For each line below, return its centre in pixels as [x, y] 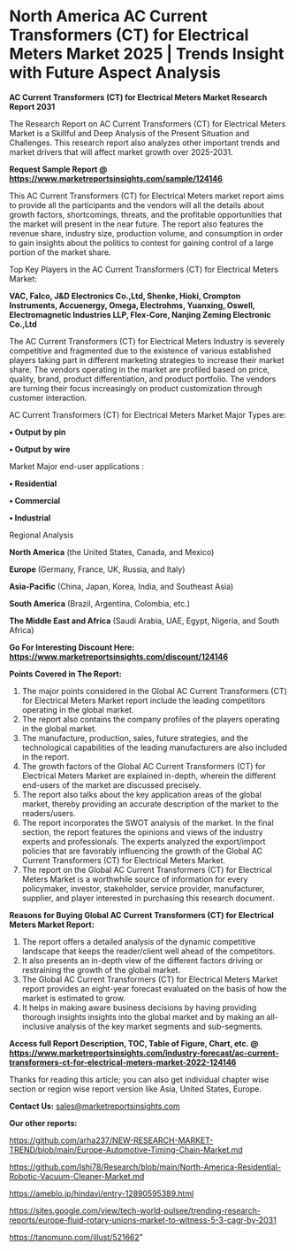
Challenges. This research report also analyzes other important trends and [144, 143]
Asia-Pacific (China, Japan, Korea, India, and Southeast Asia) [121, 586]
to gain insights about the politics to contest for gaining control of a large [141, 243]
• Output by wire [40, 449]
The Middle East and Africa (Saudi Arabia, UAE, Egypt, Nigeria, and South [144, 621]
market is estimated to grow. [73, 998]
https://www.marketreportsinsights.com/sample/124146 [116, 178]
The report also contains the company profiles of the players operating [151, 719]
